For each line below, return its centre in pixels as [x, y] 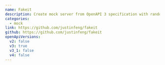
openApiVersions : [23, 37]
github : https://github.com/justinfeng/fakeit [54, 32]
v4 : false [19, 55]
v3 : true [18, 46]
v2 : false [19, 42]
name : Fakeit [18, 10]
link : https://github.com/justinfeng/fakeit [51, 28]
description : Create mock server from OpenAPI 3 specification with [77, 14]
